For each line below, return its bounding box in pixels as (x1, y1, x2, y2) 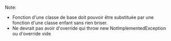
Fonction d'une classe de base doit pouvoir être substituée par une (12, 14, 154, 20)
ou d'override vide (12, 31, 51, 36)
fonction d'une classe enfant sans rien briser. (12, 20, 108, 26)
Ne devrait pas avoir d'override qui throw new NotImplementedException (12, 25, 166, 31)
